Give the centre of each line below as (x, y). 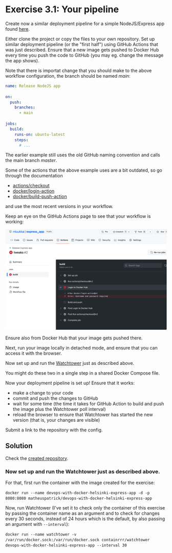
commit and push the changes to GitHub (55, 398)
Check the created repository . (37, 458)
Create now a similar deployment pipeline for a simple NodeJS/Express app (85, 24)
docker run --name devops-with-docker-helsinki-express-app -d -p (78, 493)
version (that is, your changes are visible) (56, 420)
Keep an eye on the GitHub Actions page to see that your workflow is (78, 216)
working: (15, 222)
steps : (21, 140)
